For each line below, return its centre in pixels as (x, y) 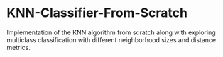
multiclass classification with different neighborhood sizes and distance (111, 39)
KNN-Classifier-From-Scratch (97, 13)
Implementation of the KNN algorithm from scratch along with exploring (111, 32)
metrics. (19, 47)
